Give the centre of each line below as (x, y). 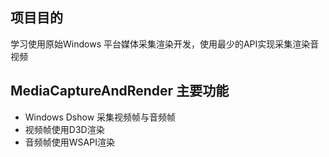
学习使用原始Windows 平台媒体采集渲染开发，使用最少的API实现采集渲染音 (165, 44)
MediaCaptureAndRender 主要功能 (120, 91)
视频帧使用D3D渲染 (64, 129)
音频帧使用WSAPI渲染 (69, 142)
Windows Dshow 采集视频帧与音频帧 (100, 117)
